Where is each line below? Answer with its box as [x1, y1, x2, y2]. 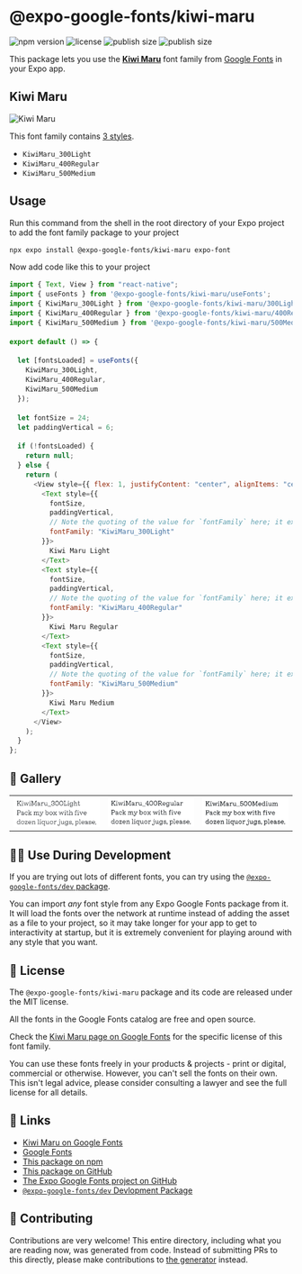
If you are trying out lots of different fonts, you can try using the [9, 871, 245, 882]
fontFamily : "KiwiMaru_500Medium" [49, 679, 179, 688]
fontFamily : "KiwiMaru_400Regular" [49, 604, 182, 613]
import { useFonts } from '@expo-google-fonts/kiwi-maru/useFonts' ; [9, 290, 271, 299]
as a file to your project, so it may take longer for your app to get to [9, 917, 258, 929]
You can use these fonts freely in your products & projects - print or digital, [9, 1059, 287, 1069]
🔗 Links [9, 1113, 51, 1128]
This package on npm [22, 1156, 103, 1167]
